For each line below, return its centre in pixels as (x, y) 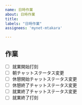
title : (12, 19)
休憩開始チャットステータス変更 (44, 79)
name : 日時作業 (19, 10)
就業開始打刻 (25, 66)
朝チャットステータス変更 (38, 73)
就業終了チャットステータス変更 (44, 92)
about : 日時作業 (20, 14)
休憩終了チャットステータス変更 (44, 85)
